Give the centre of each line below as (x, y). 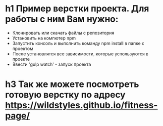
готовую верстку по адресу (65, 95)
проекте (21, 59)
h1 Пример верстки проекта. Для (77, 9)
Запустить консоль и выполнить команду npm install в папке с (78, 43)
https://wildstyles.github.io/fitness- (81, 105)
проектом (23, 48)
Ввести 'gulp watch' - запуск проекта (52, 64)
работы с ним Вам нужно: (62, 19)
